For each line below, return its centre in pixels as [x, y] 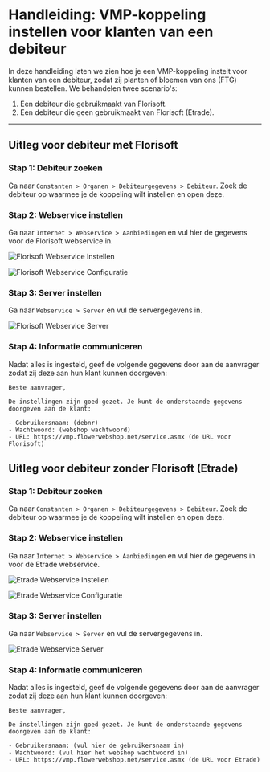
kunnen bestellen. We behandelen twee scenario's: [93, 88]
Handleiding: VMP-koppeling [107, 15]
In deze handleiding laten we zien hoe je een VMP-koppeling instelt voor [128, 71]
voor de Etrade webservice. [54, 564]
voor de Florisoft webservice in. [61, 241]
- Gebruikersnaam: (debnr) [53, 423]
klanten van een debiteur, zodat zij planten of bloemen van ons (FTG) [123, 80]
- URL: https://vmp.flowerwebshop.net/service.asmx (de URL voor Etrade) [135, 760]
